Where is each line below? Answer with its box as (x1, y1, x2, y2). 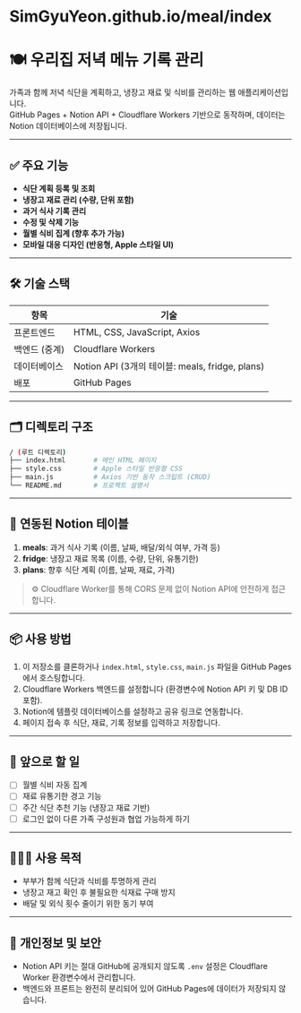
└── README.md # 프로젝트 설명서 (9, 481, 150, 490)
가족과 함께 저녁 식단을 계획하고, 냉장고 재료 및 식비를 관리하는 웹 (9, 87, 236, 98)
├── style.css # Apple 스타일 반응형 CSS (9, 464, 184, 474)
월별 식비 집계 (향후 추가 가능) (21, 227, 125, 238)
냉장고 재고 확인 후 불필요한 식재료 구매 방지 (21, 887, 176, 897)
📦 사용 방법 (9, 631, 72, 647)
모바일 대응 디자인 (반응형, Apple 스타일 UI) (21, 239, 175, 250)
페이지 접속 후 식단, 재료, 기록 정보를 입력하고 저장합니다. (21, 717, 221, 727)
